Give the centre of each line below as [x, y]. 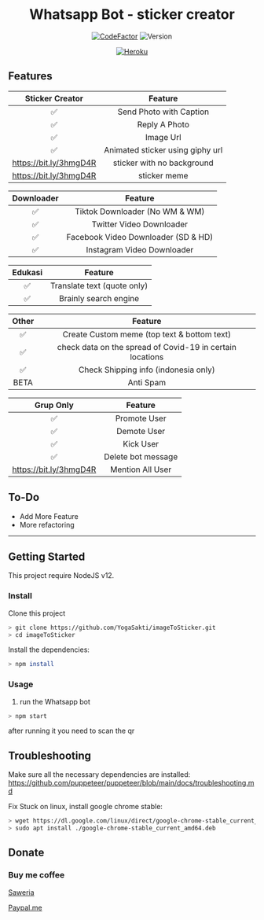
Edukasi [27, 272]
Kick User [141, 443]
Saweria [21, 892]
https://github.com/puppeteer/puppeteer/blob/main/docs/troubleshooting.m [131, 783]
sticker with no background [163, 163]
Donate [26, 853]
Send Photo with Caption [163, 112]
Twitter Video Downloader [140, 224]
